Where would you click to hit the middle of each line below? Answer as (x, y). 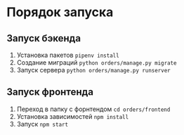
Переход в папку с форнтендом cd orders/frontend (93, 109)
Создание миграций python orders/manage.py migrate (97, 63)
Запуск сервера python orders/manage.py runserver (94, 70)
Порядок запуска (60, 12)
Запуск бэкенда (44, 38)
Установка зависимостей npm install (73, 116)
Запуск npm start (42, 124)
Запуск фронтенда (50, 92)
